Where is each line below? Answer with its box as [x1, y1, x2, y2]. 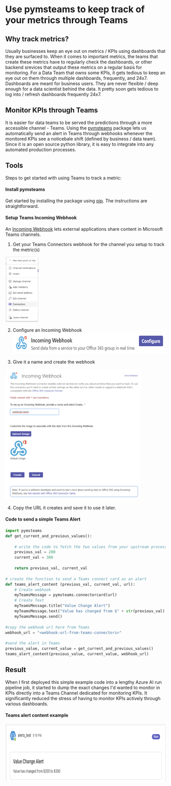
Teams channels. [5, 231, 41, 237]
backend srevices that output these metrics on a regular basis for [5, 65, 142, 70]
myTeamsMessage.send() [14, 614, 63, 619]
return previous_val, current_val [14, 566, 88, 571]
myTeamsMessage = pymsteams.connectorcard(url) [14, 592, 117, 598]
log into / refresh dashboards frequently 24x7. [5, 92, 102, 97]
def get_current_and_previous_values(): [5, 533, 93, 538]
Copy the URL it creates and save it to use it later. [12, 504, 116, 510]
